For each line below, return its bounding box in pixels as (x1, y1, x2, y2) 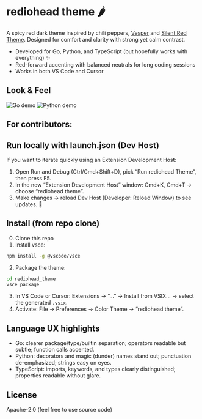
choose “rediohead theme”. (15, 187, 84, 195)
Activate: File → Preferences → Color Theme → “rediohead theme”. (15, 305, 184, 313)
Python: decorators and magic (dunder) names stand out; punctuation (15, 352, 192, 360)
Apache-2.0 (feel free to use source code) (6, 406, 113, 413)
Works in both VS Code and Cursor (15, 67, 104, 75)
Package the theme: (15, 264, 66, 271)
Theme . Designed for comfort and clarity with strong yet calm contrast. (6, 35, 186, 43)
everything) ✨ (15, 54, 51, 61)
